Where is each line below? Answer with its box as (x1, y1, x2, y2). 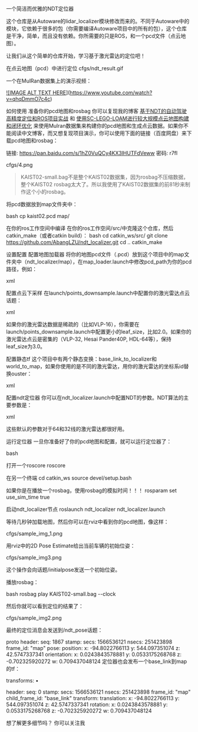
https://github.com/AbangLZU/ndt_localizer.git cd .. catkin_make (6, 239, 163, 246)
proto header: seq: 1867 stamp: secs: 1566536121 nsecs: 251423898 (6, 638, 173, 645)
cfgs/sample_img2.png (6, 615, 62, 621)
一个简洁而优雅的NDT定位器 (6, 5, 74, 12)
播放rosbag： (6, 579, 39, 585)
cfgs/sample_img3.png (6, 554, 62, 561)
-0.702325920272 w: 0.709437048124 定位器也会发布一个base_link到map (6, 658, 187, 665)
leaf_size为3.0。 (6, 343, 46, 349)
